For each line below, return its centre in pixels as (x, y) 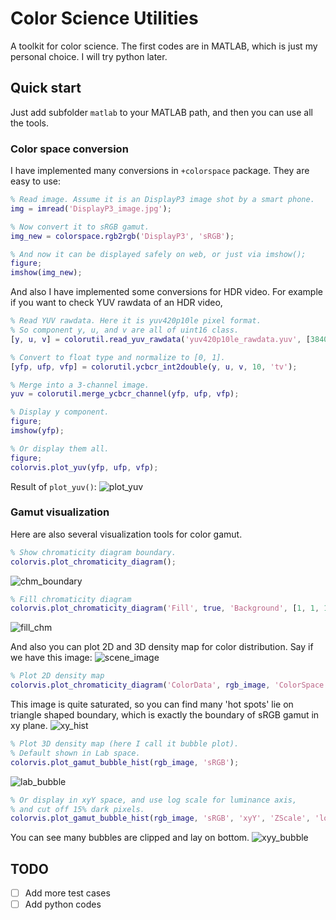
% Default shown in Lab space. (75, 753)
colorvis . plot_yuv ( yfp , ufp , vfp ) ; (84, 467)
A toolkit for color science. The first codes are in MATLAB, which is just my (164, 46)
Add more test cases (67, 893)
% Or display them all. (60, 448)
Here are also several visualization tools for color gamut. (126, 534)
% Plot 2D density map (57, 676)
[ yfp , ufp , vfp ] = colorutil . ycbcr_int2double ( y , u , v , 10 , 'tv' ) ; (154, 367)
